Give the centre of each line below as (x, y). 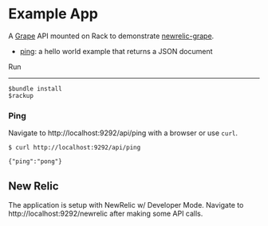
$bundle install (35, 88)
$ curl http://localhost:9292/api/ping (75, 148)
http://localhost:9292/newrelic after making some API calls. (106, 214)
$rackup (21, 95)
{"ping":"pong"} (35, 162)
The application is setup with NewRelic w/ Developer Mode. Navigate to (126, 205)
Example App (53, 14)
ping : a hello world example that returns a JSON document (116, 51)
